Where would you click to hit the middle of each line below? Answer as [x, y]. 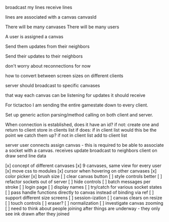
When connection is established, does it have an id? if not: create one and [82, 125]
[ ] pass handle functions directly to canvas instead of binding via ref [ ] [79, 192]
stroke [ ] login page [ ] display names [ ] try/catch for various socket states [84, 187]
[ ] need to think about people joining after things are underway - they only [83, 208]
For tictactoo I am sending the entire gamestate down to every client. [77, 105]
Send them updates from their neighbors [47, 46]
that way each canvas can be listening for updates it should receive [75, 95]
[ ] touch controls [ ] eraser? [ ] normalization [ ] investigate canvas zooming [84, 203]
